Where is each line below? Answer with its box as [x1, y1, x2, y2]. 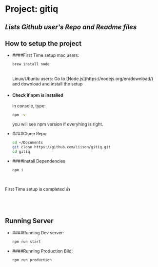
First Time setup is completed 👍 [5, 186, 71, 192]
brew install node [12, 62, 50, 67]
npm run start [12, 239, 41, 244]
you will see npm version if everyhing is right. [12, 121, 103, 127]
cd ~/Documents [12, 140, 43, 145]
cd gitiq [12, 149, 30, 154]
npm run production [12, 257, 52, 262]
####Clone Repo [12, 131, 47, 137]
